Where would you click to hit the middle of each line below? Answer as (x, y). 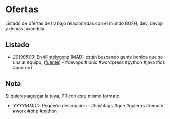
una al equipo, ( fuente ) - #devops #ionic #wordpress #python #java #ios (89, 62)
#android (22, 67)
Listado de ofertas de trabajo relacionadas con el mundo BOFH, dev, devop (84, 23)
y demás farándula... (27, 28)
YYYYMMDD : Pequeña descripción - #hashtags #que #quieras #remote (88, 105)
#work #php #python (35, 111)
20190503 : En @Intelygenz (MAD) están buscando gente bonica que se (88, 57)
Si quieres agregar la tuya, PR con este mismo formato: (63, 96)
